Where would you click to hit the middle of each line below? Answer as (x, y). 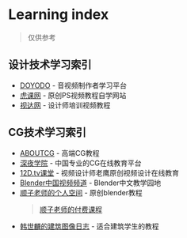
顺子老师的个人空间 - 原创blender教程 (81, 192)
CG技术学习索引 (48, 132)
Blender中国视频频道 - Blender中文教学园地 (90, 183)
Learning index (59, 15)
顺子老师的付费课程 (71, 209)
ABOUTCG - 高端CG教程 (60, 153)
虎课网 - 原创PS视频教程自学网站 (73, 95)
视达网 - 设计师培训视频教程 (65, 105)
